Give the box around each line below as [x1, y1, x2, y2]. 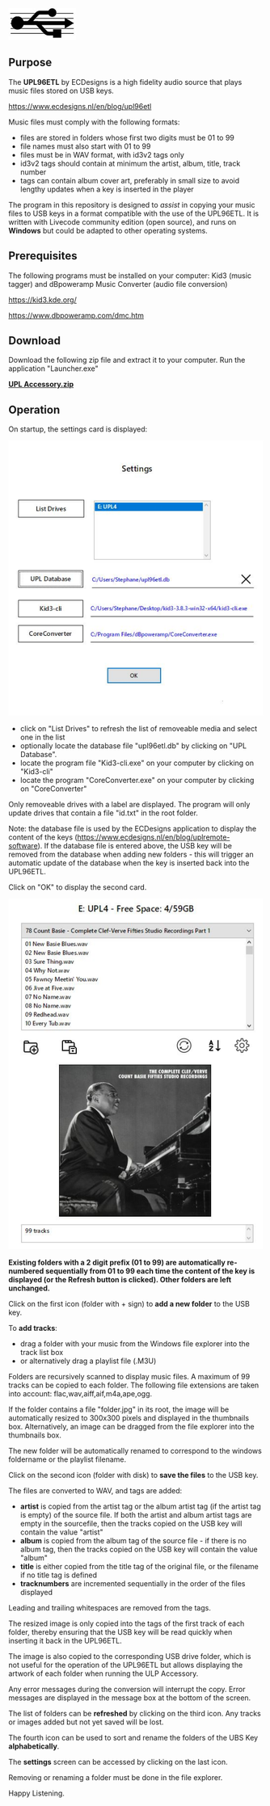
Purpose [8, 56, 53, 69]
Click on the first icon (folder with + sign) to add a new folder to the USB [8, 1299, 251, 1308]
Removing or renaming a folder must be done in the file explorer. [8, 1772, 223, 1782]
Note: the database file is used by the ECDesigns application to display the [8, 823, 257, 833]
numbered [8, 1265, 44, 1276]
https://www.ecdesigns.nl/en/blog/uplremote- [77, 832, 230, 842]
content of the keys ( [8, 832, 78, 842]
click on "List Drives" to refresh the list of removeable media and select [19, 723, 258, 733]
